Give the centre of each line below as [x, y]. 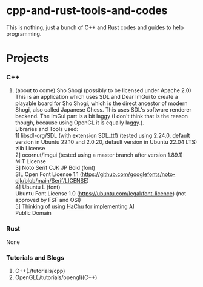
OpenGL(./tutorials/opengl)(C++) [56, 277]
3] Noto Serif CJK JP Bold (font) [55, 168]
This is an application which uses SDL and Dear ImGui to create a [96, 97]
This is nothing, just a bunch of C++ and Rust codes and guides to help [95, 27]
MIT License [31, 161]
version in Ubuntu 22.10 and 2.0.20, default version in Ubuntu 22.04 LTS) [106, 142]
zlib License [30, 149]
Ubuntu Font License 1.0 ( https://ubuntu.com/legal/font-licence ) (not [101, 194]
